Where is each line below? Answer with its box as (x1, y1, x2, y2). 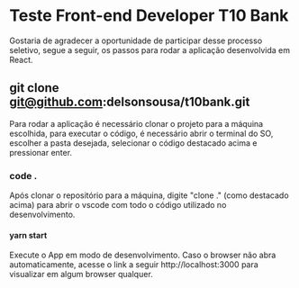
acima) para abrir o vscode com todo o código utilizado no (9, 200, 227, 211)
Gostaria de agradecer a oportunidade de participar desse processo (9, 35, 263, 46)
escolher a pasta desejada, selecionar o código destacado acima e (9, 137, 258, 148)
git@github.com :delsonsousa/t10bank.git (9, 94, 250, 110)
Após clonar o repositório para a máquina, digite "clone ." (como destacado (9, 190, 290, 201)
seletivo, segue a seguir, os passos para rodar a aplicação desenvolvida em (9, 44, 291, 55)
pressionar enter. (9, 147, 73, 157)
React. (9, 54, 33, 65)
